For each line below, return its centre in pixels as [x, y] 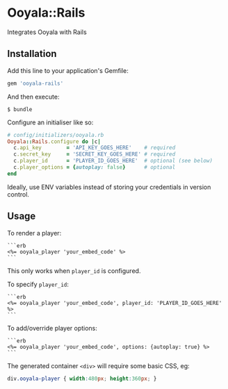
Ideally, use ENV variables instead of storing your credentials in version [109, 187]
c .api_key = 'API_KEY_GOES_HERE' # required [95, 148]
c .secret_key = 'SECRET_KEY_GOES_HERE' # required [95, 154]
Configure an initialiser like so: [50, 122]
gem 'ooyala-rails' [35, 83]
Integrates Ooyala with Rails [47, 32]
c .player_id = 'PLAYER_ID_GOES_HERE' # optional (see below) [113, 161]
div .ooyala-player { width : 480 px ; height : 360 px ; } [82, 379]
